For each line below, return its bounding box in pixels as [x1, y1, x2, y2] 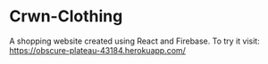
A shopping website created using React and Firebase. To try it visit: [9, 36, 261, 46]
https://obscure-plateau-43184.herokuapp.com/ [9, 44, 186, 55]
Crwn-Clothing [9, 6, 123, 27]
